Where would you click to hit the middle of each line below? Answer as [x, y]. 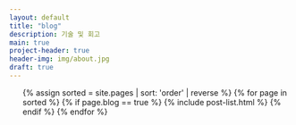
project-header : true [50, 51]
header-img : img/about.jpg [59, 59]
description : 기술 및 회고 [55, 34]
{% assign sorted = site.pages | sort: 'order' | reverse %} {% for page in [155, 92]
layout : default [39, 17]
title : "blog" [36, 26]
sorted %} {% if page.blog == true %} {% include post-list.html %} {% [152, 102]
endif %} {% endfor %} [65, 112]
